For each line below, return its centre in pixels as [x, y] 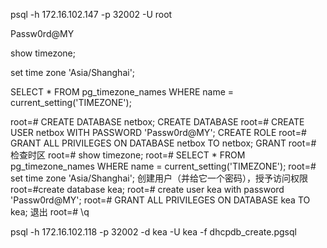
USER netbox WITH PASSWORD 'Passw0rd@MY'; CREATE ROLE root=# [158, 132]
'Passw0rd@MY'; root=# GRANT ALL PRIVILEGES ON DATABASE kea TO [160, 200]
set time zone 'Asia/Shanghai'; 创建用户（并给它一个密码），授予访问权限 [159, 178]
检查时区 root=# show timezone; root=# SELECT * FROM [128, 155]
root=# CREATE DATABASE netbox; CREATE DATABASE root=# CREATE [157, 122]
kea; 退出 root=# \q [50, 212]
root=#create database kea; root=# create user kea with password [147, 189]
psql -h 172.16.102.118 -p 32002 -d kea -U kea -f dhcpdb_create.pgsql [153, 232]
